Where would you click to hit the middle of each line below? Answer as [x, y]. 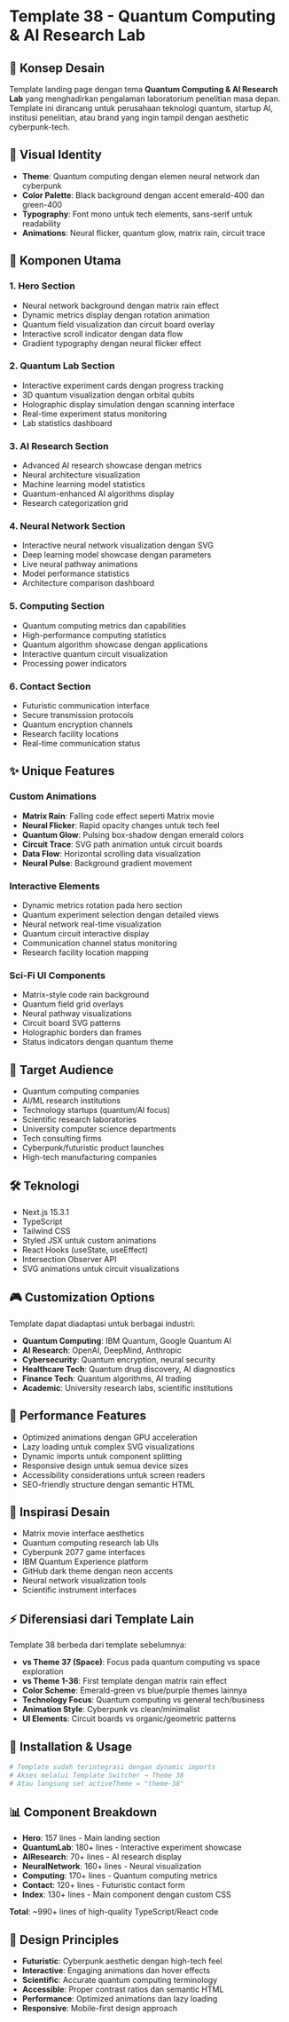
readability [41, 223]
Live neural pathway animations [80, 565]
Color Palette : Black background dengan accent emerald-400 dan [143, 195]
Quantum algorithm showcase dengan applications [115, 644]
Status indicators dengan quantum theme [98, 1042]
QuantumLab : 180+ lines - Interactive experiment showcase [132, 1847]
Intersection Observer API [69, 1259]
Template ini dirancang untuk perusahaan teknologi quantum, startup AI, [141, 108]
